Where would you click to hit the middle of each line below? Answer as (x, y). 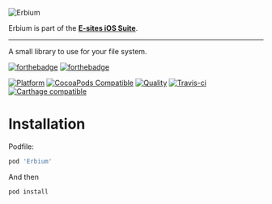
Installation (47, 124)
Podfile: (21, 147)
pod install (28, 191)
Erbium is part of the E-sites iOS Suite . (73, 28)
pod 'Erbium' (30, 161)
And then (23, 176)
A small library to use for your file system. (78, 51)
